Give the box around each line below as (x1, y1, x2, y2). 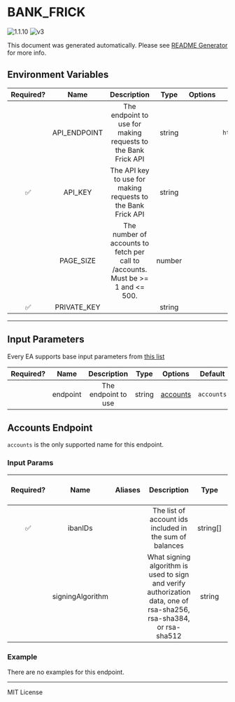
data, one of (149, 595, 189, 605)
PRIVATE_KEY (55, 302, 101, 312)
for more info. (7, 48, 47, 57)
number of (112, 229, 147, 239)
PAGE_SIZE (59, 255, 97, 265)
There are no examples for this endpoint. (7, 668, 124, 676)
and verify (152, 578, 186, 588)
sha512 (156, 630, 182, 640)
